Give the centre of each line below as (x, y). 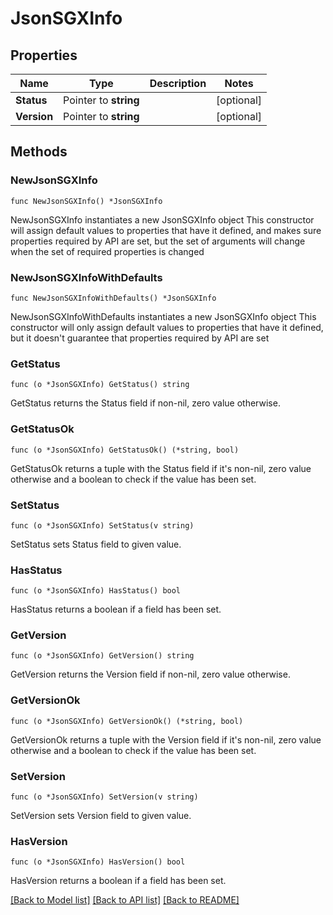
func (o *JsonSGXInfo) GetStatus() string (100, 385)
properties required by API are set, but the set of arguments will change (158, 241)
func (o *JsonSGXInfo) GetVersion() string (102, 656)
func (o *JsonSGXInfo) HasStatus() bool (96, 591)
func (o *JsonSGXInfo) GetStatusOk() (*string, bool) (125, 450)
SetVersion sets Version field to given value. (101, 816)
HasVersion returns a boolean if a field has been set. (118, 881)
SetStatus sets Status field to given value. (96, 544)
